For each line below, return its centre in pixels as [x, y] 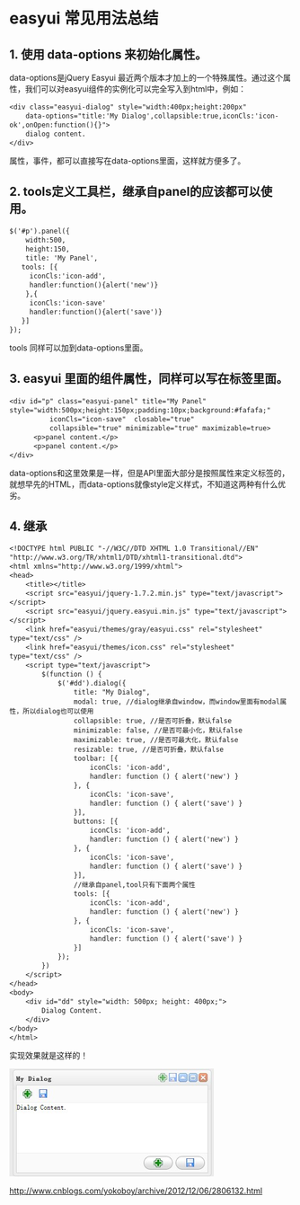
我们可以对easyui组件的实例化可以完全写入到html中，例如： [136, 89]
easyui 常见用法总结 [84, 18]
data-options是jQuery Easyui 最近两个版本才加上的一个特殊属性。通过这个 [146, 78]
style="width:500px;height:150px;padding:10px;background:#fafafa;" [140, 410]
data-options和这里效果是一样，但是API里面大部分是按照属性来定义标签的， [150, 473]
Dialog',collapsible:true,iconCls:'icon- [200, 116]
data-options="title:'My [72, 116]
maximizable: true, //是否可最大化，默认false [156, 740]
